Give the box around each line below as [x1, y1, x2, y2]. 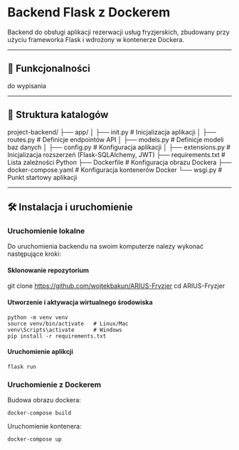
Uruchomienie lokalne [7, 225, 85, 235]
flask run [7, 363, 37, 370]
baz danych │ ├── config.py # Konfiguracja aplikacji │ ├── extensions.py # [7, 143, 231, 151]
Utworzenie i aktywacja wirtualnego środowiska [7, 298, 153, 306]
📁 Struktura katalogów [7, 109, 109, 121]
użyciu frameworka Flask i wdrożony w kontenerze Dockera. [7, 35, 185, 43]
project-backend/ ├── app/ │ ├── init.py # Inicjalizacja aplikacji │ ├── [7, 127, 217, 136]
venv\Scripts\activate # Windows [7, 326, 122, 333]
